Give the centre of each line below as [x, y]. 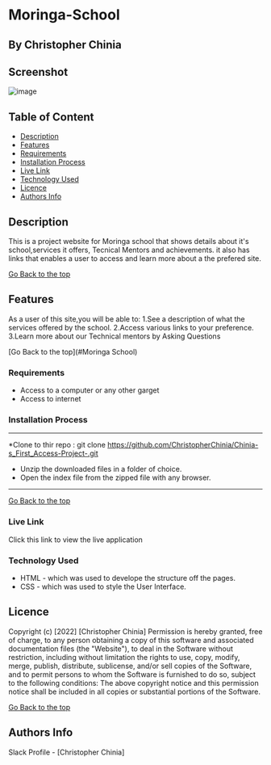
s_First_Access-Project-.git [53, 453]
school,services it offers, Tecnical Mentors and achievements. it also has [129, 250]
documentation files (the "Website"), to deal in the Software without [121, 649]
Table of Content [51, 117]
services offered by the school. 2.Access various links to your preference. [131, 327]
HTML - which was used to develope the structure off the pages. [128, 578]
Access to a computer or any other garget [90, 390]
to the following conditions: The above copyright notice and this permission [134, 683]
